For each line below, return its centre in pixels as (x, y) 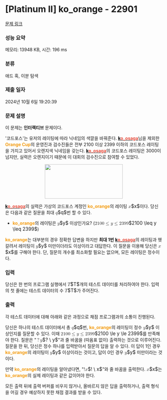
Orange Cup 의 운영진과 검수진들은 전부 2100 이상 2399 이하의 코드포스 (75, 145)
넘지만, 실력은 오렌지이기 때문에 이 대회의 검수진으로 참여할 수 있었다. (72, 157)
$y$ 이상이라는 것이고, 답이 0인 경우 (88, 352)
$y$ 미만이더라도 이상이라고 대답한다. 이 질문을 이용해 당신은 (98, 246)
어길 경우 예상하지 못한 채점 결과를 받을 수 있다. (56, 392)
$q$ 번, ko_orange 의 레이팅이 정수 (108, 327)
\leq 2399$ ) (26, 229)
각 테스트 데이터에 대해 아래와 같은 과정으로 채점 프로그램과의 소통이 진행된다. (80, 317)
